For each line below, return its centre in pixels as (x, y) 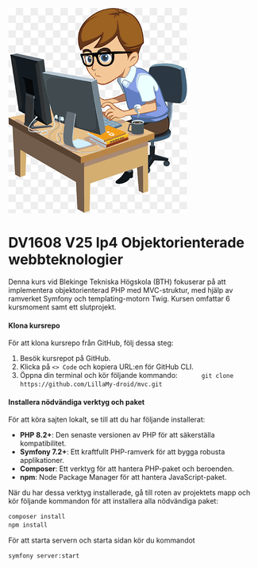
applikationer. (42, 461)
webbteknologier (66, 260)
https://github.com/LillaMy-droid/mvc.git (91, 385)
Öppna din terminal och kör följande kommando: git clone (127, 375)
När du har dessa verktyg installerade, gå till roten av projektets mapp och (129, 492)
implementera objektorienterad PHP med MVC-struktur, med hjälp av (121, 290)
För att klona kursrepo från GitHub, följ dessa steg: (91, 343)
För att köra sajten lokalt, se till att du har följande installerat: (107, 420)
